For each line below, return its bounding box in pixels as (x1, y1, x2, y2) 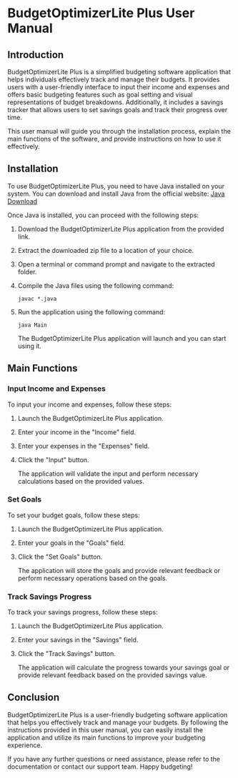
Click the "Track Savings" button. (17, 649, 116, 658)
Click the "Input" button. (17, 455, 89, 464)
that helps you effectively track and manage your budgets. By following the (7, 718, 229, 727)
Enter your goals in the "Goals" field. (17, 538, 126, 547)
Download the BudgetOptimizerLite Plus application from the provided (17, 224, 224, 233)
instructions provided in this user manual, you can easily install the (7, 725, 204, 734)
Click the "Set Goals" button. (17, 552, 103, 561)
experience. (7, 741, 43, 749)
